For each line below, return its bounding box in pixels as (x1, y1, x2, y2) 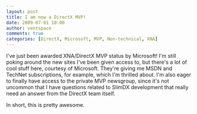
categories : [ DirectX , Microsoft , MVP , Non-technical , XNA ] (6, 36, 158, 42)
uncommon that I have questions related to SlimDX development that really (6, 84, 189, 90)
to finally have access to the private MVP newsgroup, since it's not (6, 77, 169, 84)
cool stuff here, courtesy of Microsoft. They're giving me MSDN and (6, 65, 173, 71)
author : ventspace (6, 25, 52, 31)
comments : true (6, 31, 44, 37)
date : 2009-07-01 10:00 (6, 19, 65, 25)
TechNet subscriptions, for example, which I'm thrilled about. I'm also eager (6, 71, 192, 78)
